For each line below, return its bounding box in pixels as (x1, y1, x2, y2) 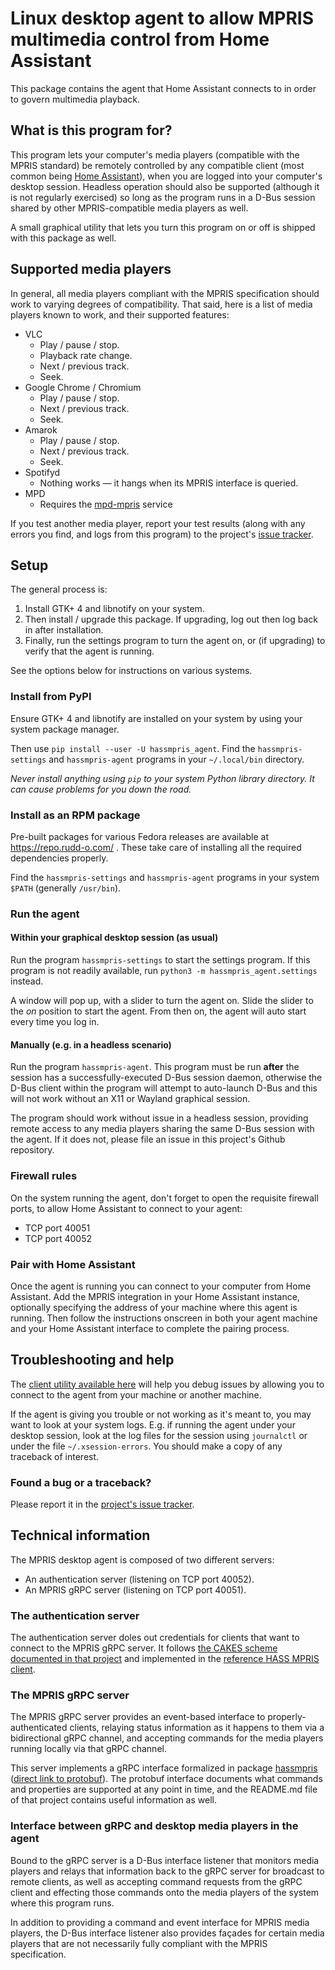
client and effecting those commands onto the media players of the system (10, 1886, 320, 1898)
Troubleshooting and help (10, 1352, 175, 1369)
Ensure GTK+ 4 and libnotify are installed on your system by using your (10, 712, 303, 724)
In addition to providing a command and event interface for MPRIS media (10, 1916, 310, 1928)
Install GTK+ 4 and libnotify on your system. (24, 603, 205, 615)
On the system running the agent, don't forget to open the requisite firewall (10, 1192, 319, 1204)
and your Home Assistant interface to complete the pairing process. (10, 1322, 290, 1334)
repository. (10, 1144, 55, 1156)
